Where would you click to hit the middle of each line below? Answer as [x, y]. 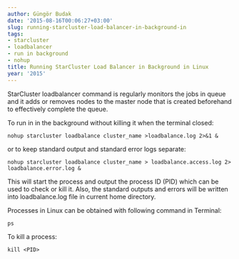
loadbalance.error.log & [44, 168]
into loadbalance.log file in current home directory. [82, 196]
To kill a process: [32, 236]
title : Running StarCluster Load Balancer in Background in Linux [108, 67]
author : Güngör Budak [40, 14]
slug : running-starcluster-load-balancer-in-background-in [97, 27]
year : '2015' [27, 73]
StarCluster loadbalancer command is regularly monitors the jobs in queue [117, 94]
